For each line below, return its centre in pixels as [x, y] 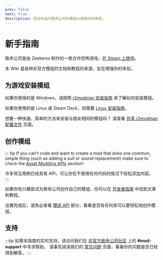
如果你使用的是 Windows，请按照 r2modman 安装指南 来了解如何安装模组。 [81, 98]
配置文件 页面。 [21, 124]
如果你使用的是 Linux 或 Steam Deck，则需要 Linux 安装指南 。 [67, 108]
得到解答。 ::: [18, 253]
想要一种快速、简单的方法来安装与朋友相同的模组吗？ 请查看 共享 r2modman [81, 119]
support [13, 246]
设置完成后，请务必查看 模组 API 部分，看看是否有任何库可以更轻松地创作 [78, 205]
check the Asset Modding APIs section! [44, 163]
